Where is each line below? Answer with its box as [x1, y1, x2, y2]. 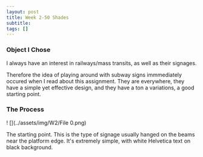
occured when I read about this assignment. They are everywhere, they [6, 77, 185, 85]
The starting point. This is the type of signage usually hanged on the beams [6, 130, 195, 138]
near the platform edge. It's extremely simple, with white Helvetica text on [6, 137, 191, 144]
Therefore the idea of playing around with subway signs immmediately [6, 71, 182, 78]
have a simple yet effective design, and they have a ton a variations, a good [6, 84, 195, 91]
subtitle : [6, 20, 32, 26]
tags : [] [6, 25, 28, 32]
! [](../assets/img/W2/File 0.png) [6, 119, 87, 126]
